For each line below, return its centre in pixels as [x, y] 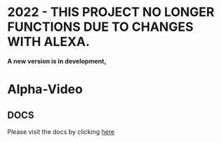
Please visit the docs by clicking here [61, 131]
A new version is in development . [57, 61]
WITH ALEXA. [48, 42]
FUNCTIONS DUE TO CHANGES [101, 27]
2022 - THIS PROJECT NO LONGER [111, 12]
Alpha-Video [45, 90]
